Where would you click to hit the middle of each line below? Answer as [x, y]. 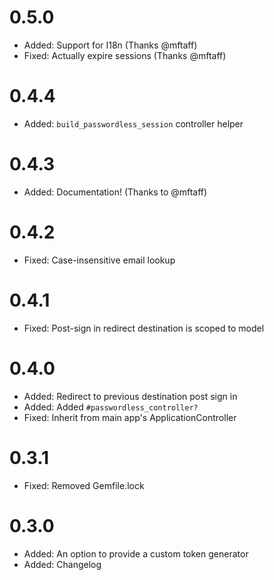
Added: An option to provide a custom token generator [136, 553]
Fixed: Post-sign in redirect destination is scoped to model [144, 328]
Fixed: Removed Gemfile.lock [84, 485]
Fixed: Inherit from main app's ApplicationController [130, 417]
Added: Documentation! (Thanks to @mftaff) [115, 192]
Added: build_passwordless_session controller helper [133, 123]
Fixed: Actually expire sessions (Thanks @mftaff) [125, 55]
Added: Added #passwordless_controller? [111, 407]
